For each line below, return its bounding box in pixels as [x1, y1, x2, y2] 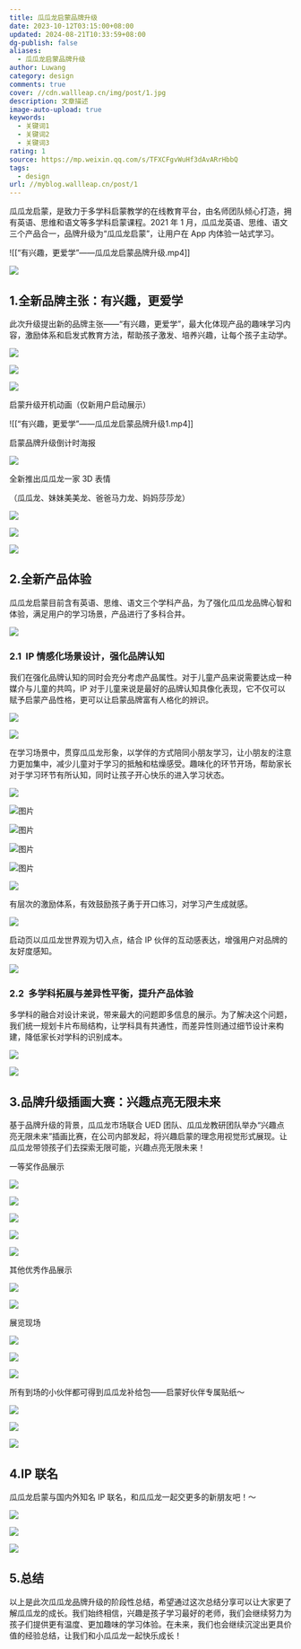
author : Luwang [9, 64, 66, 73]
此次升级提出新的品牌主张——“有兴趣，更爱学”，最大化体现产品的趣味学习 [9, 318, 284, 329]
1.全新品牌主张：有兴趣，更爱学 [9, 293, 184, 308]
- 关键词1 [17, 122, 50, 131]
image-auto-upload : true [9, 105, 102, 114]
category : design [9, 72, 74, 81]
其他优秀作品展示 [9, 1265, 73, 1276]
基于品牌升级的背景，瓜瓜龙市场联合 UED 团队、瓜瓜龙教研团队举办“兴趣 [9, 1119, 277, 1131]
